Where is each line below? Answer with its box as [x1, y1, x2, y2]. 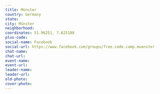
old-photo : [5, 77, 28, 82]
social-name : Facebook [5, 40, 52, 45]
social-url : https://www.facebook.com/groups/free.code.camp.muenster [5, 44, 155, 49]
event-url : [5, 63, 28, 68]
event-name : [5, 58, 30, 63]
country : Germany [5, 12, 41, 17]
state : [5, 16, 19, 21]
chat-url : [5, 53, 26, 59]
